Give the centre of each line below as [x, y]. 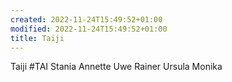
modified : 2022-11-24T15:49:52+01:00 [89, 29]
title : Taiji [37, 38]
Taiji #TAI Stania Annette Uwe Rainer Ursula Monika [116, 67]
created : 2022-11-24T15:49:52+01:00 [86, 19]
